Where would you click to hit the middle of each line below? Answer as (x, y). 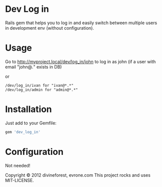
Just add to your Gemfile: (31, 123)
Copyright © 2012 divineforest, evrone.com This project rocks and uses (78, 175)
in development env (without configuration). (50, 28)
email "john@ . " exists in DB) (33, 67)
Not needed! (18, 165)
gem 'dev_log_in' (23, 132)
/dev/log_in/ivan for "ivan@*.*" (39, 85)
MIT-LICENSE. (20, 180)
